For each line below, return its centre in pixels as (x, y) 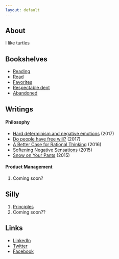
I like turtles (17, 43)
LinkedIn (22, 240)
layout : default (22, 10)
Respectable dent (31, 88)
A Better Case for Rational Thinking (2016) (57, 144)
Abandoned (25, 93)
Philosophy (18, 122)
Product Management (29, 167)
